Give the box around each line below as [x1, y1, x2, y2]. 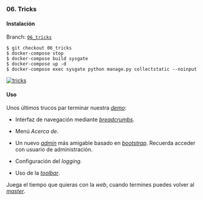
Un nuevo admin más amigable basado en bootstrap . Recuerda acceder [15, 139, 196, 147]
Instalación [6, 20, 35, 27]
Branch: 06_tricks [6, 33, 52, 41]
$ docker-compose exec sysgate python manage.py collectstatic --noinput [6, 66, 198, 73]
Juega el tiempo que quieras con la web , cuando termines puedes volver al [6, 181, 194, 188]
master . [6, 187, 26, 195]
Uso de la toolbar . [15, 169, 60, 177]
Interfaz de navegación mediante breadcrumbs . [15, 116, 135, 123]
